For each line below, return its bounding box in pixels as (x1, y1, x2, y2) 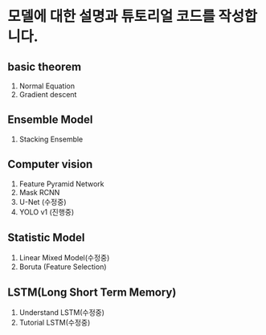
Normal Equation (18, 81, 76, 91)
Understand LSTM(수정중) (18, 308, 105, 317)
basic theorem (7, 59, 82, 73)
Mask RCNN (18, 187, 60, 197)
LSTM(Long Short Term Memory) (7, 285, 177, 299)
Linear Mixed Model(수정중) (18, 253, 110, 263)
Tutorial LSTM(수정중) (18, 318, 91, 328)
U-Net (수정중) (18, 197, 67, 206)
